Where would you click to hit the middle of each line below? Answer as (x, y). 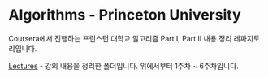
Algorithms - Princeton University (125, 15)
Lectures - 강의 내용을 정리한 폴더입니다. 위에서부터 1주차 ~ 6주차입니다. (124, 66)
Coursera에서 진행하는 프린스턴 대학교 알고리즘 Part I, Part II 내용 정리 (120, 38)
